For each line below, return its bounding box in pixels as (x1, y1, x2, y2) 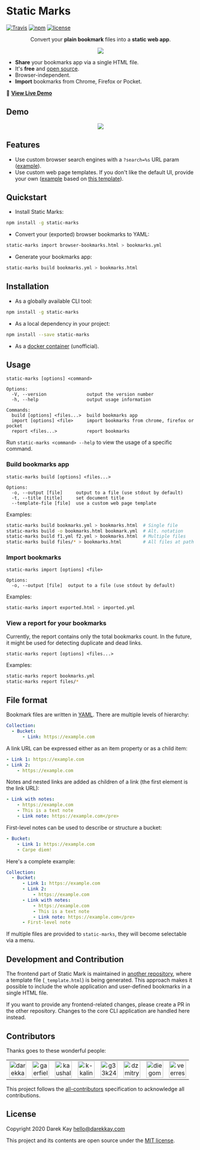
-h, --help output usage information (11, 397, 151, 403)
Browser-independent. (14, 71, 71, 79)
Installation (6, 281, 49, 292)
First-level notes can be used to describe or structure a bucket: (6, 824, 162, 831)
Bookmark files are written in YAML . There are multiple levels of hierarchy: (6, 711, 190, 719)
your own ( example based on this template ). (14, 175, 124, 182)
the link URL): (6, 785, 40, 792)
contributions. (6, 1092, 41, 1099)
